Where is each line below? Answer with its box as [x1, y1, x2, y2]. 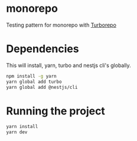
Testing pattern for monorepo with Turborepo [6, 21, 117, 28]
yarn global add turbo [6, 79, 62, 85]
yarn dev [6, 129, 28, 135]
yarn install [6, 124, 38, 130]
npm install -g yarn [6, 73, 57, 79]
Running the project [6, 104, 105, 117]
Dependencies [6, 42, 79, 56]
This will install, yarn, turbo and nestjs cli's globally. [6, 62, 131, 69]
